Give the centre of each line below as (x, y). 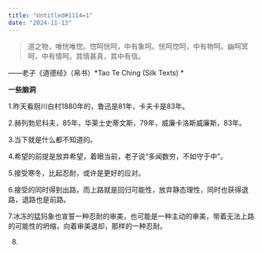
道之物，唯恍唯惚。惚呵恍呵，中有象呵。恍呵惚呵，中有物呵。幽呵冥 (138, 46)
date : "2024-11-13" (40, 23)
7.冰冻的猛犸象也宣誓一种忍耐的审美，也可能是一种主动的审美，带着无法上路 (131, 216)
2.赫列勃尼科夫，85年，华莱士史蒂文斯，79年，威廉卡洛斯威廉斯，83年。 (127, 123)
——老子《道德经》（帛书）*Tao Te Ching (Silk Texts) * (96, 72)
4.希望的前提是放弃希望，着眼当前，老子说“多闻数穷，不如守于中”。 (118, 156)
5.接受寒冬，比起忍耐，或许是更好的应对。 (77, 173)
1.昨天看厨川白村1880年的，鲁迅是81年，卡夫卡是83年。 (99, 106)
